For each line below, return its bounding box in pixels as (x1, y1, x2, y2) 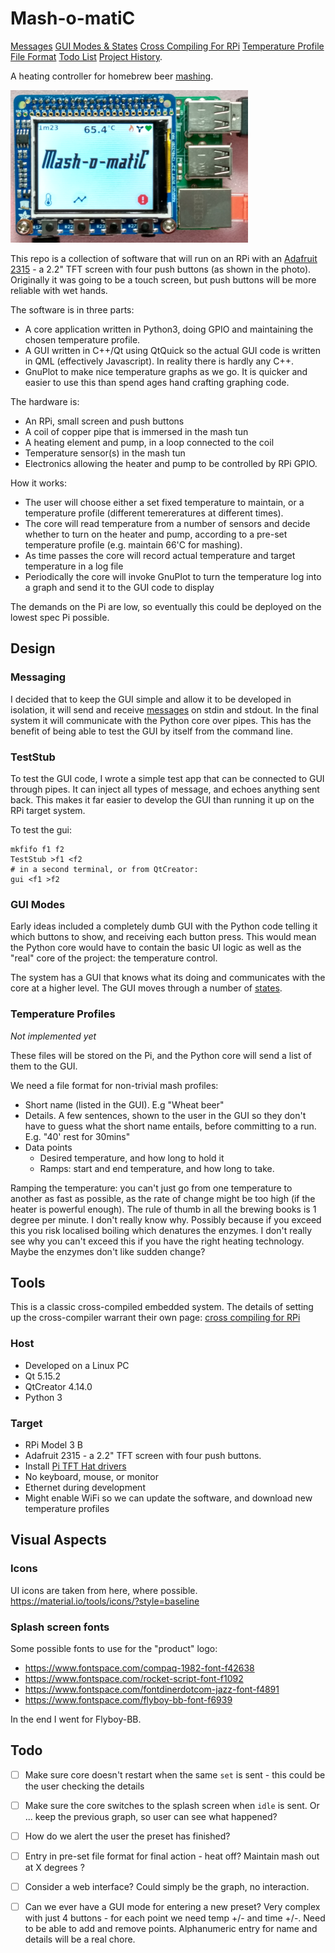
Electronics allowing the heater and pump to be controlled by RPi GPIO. (24, 457, 318, 469)
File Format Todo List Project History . (10, 50, 163, 62)
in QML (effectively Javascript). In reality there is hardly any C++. (24, 355, 295, 367)
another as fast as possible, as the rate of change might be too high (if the (10, 1192, 316, 1204)
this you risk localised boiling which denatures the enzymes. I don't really (10, 1224, 313, 1236)
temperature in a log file (24, 560, 124, 572)
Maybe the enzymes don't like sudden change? (10, 1245, 206, 1257)
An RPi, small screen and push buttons (24, 415, 185, 427)
